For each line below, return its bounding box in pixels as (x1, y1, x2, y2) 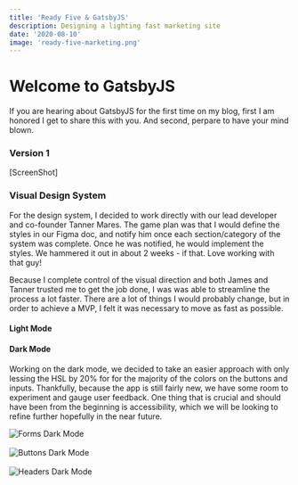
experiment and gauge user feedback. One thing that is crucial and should (9, 391, 282, 402)
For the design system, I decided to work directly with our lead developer (9, 210, 278, 220)
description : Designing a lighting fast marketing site (9, 21, 221, 30)
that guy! (9, 257, 42, 267)
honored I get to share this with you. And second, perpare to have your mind (9, 115, 289, 126)
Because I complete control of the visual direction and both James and (9, 274, 269, 285)
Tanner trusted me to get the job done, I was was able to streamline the (9, 284, 270, 294)
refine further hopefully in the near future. (9, 411, 163, 422)
